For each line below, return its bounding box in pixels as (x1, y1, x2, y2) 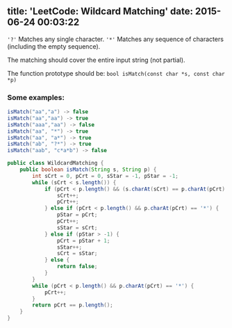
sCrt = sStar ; (56, 250, 98, 257)
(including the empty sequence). (7, 42, 101, 51)
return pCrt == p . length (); (32, 302, 113, 309)
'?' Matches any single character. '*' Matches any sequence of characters (7, 35, 224, 43)
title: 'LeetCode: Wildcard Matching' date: (7, 6, 193, 17)
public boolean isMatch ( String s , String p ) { (19, 166, 157, 173)
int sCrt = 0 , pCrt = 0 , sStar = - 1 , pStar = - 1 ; (32, 172, 179, 179)
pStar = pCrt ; (56, 211, 98, 218)
